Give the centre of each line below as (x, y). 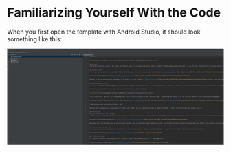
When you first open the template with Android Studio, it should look (104, 32)
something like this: (35, 39)
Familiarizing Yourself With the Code (114, 13)
